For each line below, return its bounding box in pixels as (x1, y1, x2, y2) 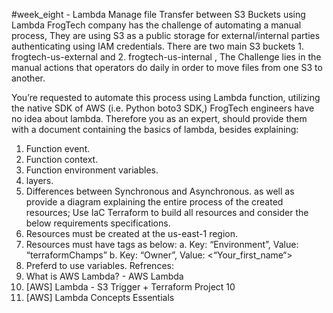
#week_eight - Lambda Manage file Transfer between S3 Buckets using (11, 9, 306, 20)
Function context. (25, 154, 99, 165)
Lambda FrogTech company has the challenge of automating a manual (11, 19, 302, 31)
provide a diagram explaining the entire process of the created (25, 196, 284, 208)
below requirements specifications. (25, 217, 171, 229)
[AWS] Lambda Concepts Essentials (25, 292, 175, 303)
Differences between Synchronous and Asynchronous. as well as (25, 185, 295, 197)
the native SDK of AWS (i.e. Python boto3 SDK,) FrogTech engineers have (11, 102, 315, 114)
